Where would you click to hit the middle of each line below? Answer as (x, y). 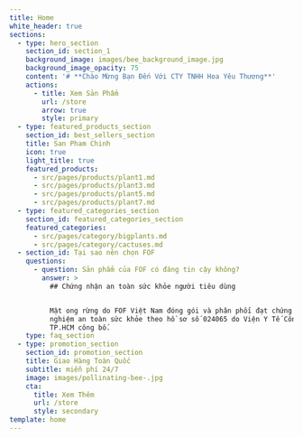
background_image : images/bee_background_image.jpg (124, 60)
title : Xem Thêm (64, 395)
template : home (38, 420)
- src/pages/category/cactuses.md (98, 245)
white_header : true (46, 26)
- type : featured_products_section (84, 127)
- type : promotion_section (68, 344)
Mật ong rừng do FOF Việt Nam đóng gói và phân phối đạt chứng (171, 311)
